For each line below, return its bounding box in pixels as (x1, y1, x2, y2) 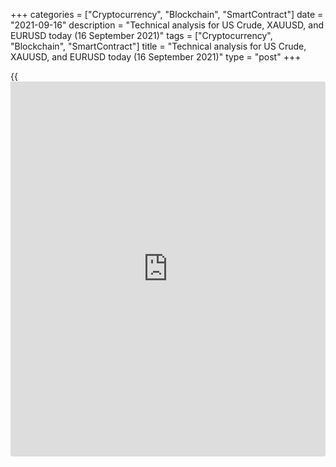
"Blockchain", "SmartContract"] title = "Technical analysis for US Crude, (10, 40, 307, 52)
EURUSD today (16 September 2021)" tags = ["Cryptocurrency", (10, 30, 273, 41)
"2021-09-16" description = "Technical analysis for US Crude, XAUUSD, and (10, 19, 325, 31)
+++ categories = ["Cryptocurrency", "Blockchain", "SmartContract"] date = (10, 9, 324, 20)
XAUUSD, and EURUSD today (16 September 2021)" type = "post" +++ (10, 51, 302, 63)
